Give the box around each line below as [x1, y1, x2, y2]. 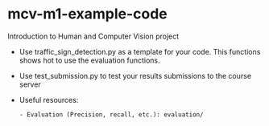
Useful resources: [19, 95, 79, 104]
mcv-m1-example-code [7, 5, 168, 23]
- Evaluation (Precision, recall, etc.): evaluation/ [19, 110, 204, 119]
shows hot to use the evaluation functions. [19, 55, 160, 65]
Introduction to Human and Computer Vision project [7, 31, 180, 41]
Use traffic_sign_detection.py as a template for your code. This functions [19, 47, 261, 56]
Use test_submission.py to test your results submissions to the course [19, 71, 251, 80]
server [19, 79, 41, 89]
